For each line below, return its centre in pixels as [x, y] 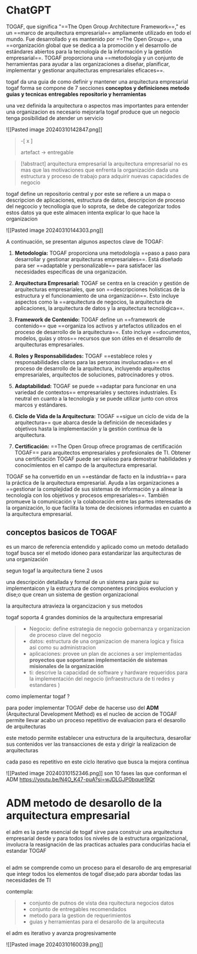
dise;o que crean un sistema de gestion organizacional [72, 594]
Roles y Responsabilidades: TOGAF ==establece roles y [83, 356]
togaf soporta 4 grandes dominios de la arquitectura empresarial [84, 617]
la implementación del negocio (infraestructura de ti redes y [102, 678]
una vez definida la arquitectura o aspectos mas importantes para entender [97, 105]
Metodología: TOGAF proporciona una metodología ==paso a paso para [102, 253]
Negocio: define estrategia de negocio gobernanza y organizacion [110, 628]
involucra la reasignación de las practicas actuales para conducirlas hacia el [98, 844]
